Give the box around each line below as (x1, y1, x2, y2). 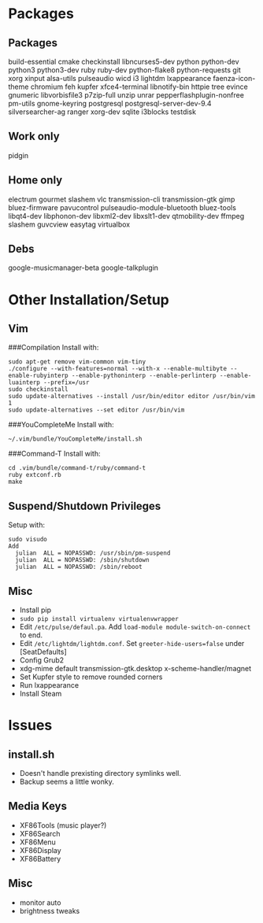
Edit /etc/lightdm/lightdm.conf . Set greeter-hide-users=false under (19, 639, 245, 648)
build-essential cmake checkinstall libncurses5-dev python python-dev (8, 57, 239, 66)
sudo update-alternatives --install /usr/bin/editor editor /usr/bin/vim (8, 393, 256, 401)
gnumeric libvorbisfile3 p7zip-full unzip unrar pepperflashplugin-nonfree (8, 90, 244, 99)
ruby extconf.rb (8, 471, 61, 479)
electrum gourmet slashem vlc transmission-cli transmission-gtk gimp (8, 194, 235, 204)
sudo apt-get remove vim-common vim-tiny (8, 358, 146, 366)
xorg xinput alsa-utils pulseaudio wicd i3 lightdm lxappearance (8, 74, 212, 83)
